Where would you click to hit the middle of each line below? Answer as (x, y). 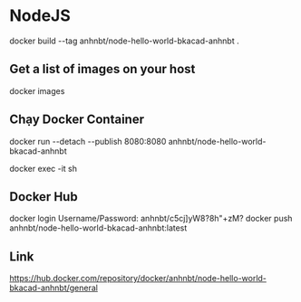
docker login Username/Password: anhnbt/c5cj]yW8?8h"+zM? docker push (151, 219)
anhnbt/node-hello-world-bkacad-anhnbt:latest (98, 228)
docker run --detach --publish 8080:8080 (88, 141)
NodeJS (40, 16)
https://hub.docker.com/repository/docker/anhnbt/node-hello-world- (138, 278)
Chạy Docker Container (77, 120)
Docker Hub (44, 197)
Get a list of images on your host (102, 69)
